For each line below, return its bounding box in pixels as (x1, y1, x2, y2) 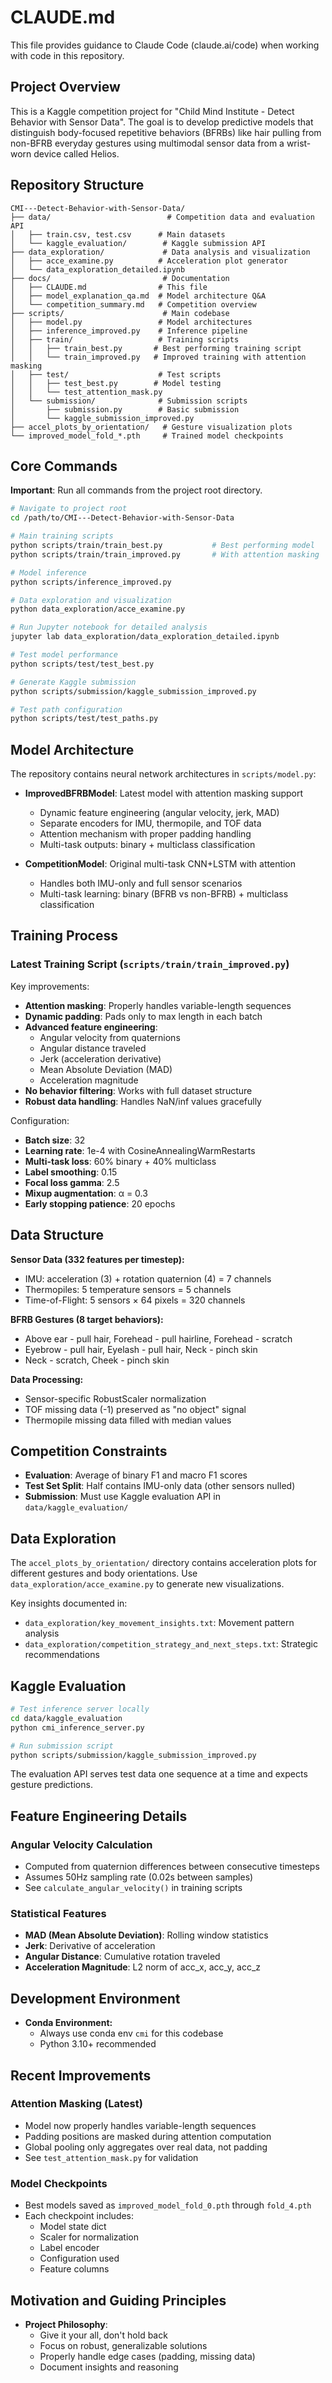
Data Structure (10, 1227, 105, 1244)
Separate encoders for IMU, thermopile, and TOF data (39, 817, 262, 830)
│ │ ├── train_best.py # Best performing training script (10, 343, 302, 353)
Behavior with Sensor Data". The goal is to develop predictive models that (10, 116, 314, 128)
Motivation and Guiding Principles (10, 2292, 227, 2309)
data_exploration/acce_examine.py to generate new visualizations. (10, 1578, 285, 1590)
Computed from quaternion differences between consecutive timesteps (24, 1861, 320, 1873)
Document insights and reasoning (39, 2361, 179, 2373)
